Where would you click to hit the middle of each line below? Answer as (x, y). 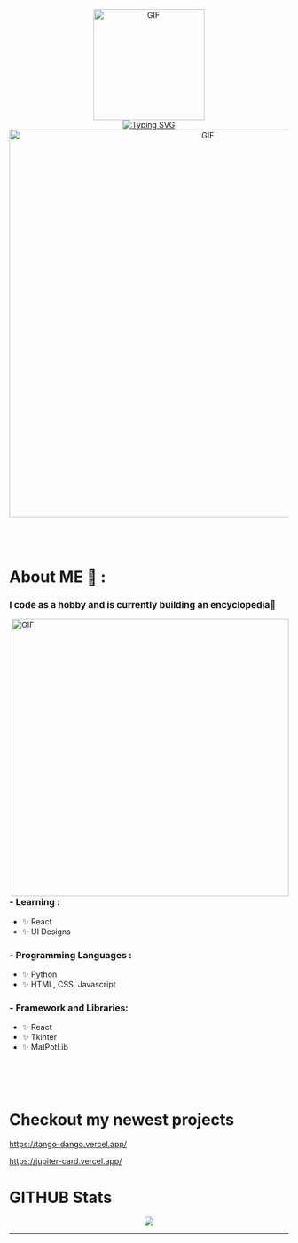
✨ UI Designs (46, 932)
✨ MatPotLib (45, 1047)
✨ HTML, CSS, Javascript (69, 985)
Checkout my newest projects (122, 1119)
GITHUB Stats (61, 1197)
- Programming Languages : (71, 955)
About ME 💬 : (58, 577)
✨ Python (39, 974)
